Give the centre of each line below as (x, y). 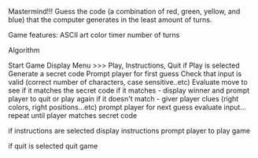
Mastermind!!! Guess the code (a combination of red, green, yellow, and (124, 11)
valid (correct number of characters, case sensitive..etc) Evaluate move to (128, 82)
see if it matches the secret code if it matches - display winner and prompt (129, 90)
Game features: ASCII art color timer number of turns (94, 35)
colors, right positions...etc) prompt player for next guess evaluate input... (127, 107)
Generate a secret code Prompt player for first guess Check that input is (125, 73)
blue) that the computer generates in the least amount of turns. (110, 20)
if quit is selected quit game (53, 146)
